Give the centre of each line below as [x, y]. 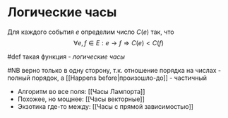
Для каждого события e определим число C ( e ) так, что [91, 32]
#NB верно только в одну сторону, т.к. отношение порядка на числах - [114, 70]
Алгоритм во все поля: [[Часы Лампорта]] [81, 91]
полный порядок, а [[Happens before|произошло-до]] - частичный [107, 78]
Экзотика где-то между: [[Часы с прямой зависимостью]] [106, 106]
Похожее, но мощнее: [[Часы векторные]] [81, 99]
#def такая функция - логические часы [66, 57]
